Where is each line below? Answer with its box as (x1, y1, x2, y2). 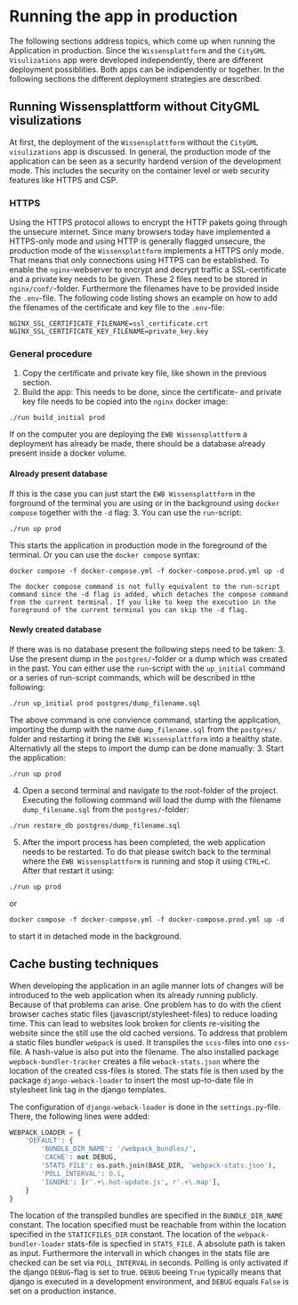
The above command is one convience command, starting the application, (9, 714, 282, 725)
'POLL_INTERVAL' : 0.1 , (41, 1169, 125, 1178)
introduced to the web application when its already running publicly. (9, 989, 258, 1000)
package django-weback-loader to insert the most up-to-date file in (9, 1075, 254, 1085)
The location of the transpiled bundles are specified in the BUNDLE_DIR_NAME (9, 1210, 283, 1220)
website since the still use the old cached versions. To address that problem (9, 1027, 288, 1038)
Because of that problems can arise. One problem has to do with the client (9, 999, 282, 1010)
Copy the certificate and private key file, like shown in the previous (21, 367, 267, 379)
